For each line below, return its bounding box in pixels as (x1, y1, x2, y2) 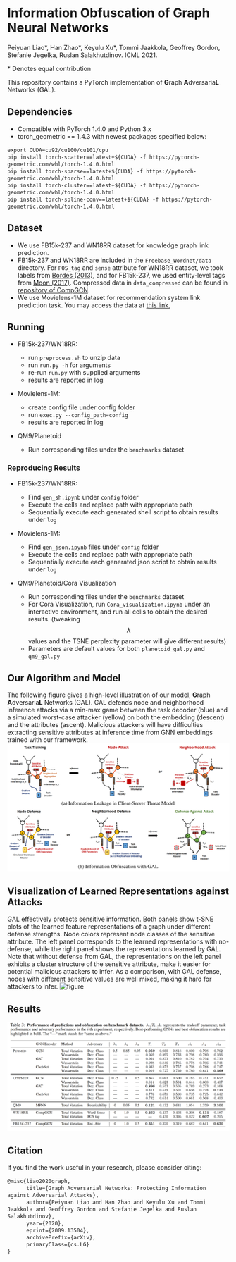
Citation (7, 1144, 44, 1156)
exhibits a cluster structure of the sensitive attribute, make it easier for (7, 960, 211, 968)
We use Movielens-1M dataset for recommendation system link (17, 293, 201, 302)
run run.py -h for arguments (27, 361, 111, 369)
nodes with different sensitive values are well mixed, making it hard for (7, 975, 212, 984)
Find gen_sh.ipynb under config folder (27, 493, 139, 501)
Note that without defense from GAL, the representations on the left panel (7, 953, 221, 961)
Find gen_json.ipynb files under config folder (27, 543, 159, 551)
